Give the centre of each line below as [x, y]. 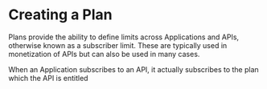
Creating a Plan [60, 15]
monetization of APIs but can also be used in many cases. [104, 54]
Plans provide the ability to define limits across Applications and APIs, [124, 37]
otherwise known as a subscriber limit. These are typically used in [118, 45]
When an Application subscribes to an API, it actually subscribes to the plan [133, 69]
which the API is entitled [48, 78]
